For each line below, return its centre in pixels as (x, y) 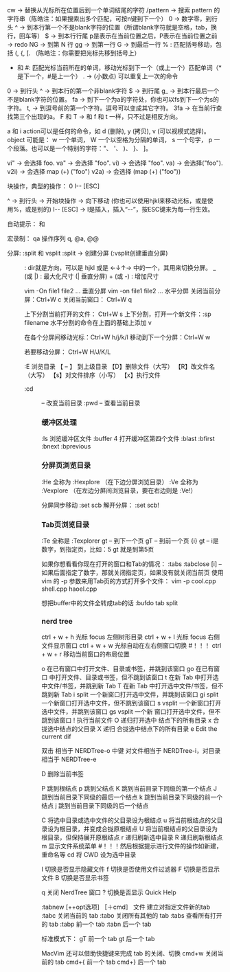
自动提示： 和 (26, 224)
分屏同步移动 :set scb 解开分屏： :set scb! (100, 505)
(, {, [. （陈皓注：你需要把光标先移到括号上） (78, 53)
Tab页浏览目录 (66, 524)
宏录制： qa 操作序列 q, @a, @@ (53, 238)
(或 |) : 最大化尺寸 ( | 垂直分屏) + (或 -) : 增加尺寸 (92, 276)
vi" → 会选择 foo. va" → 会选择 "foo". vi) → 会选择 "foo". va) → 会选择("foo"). (115, 163)
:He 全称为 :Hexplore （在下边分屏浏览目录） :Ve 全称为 (120, 482)
